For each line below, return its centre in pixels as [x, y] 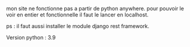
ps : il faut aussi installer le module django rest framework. [78, 26]
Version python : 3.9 [31, 37]
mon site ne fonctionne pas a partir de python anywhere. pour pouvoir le [95, 9]
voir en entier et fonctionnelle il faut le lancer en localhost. [77, 15]
